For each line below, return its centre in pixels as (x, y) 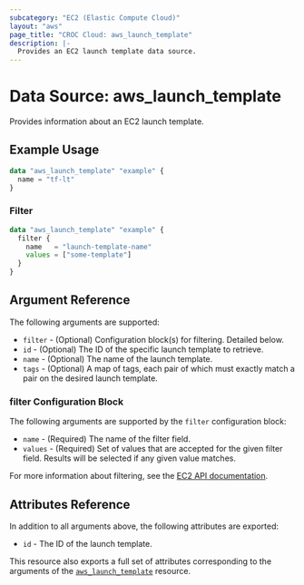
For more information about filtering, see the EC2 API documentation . (139, 476)
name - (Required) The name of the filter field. (106, 439)
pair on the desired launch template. (90, 378)
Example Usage (54, 150)
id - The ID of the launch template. (87, 543)
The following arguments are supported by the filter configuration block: (148, 422)
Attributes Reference (70, 504)
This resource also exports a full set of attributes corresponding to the (141, 561)
